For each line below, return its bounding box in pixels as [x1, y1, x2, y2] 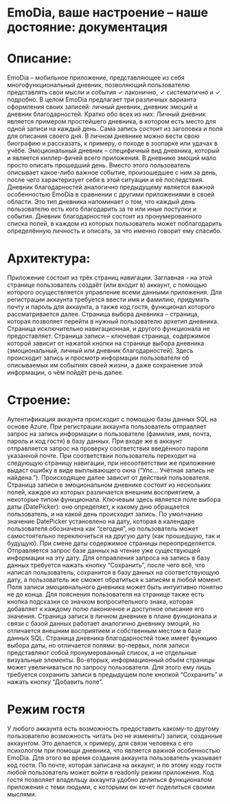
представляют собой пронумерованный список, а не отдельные [7, 649, 197, 656]
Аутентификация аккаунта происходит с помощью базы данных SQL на [7, 415, 218, 423]
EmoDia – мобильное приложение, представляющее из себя [7, 73, 185, 82]
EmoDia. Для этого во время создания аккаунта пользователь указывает [7, 753, 222, 761]
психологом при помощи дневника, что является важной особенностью [7, 746, 221, 755]
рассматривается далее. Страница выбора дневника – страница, [7, 310, 199, 319]
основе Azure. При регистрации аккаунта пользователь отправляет [7, 422, 207, 430]
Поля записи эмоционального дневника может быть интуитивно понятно [7, 583, 223, 591]
